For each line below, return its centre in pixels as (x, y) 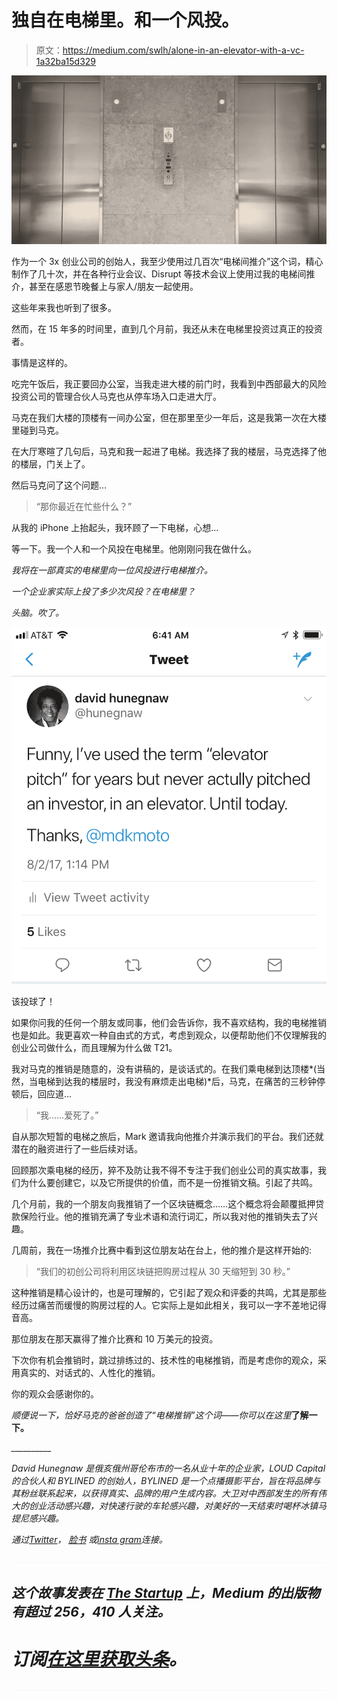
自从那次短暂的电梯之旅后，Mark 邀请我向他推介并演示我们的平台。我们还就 (167, 1137)
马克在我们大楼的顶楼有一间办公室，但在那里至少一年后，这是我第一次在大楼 (169, 418)
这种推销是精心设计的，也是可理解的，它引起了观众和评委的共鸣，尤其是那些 (169, 1293)
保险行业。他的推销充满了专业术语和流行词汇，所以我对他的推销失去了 (164, 1217)
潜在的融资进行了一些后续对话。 (77, 1149)
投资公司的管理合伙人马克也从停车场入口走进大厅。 (116, 397)
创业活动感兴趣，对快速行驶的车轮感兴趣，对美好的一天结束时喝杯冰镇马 (177, 1506)
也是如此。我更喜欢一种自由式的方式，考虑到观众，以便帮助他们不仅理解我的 (169, 1035)
